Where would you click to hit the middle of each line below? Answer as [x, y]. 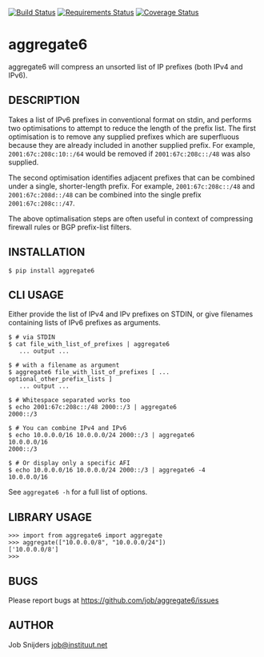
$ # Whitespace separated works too [69, 400]
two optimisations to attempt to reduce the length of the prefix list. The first [132, 128]
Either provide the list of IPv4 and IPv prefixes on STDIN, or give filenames [131, 314]
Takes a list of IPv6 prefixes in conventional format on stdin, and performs [130, 119]
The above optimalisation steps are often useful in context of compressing [131, 218]
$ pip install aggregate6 [51, 271]
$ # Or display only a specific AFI [69, 464]
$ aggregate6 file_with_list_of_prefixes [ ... [89, 372]
